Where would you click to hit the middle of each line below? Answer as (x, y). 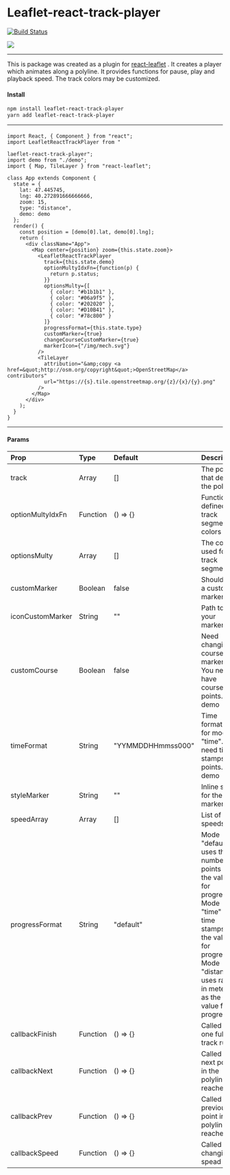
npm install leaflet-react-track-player (66, 109)
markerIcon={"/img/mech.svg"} (87, 346)
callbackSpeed (35, 1153)
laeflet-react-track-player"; (50, 154)
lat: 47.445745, (43, 190)
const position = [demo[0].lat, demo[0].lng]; (87, 232)
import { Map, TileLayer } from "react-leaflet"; (79, 166)
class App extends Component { (52, 178)
